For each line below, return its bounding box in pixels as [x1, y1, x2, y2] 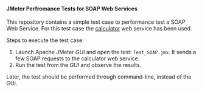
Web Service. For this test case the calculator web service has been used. [6, 25, 192, 32]
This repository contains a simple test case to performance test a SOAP [6, 18, 186, 26]
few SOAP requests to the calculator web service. [15, 55, 140, 62]
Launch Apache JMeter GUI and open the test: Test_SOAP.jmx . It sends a [15, 49, 197, 56]
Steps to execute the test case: [6, 37, 84, 44]
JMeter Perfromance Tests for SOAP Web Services [6, 5, 138, 12]
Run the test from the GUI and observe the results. [15, 62, 142, 69]
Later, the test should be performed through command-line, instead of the [6, 73, 192, 80]
